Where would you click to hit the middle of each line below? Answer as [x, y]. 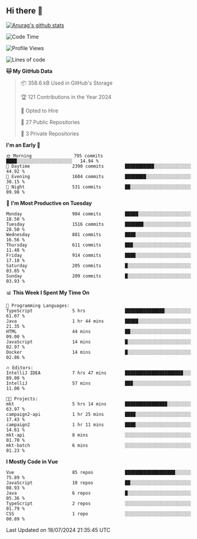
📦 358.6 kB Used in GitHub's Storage [67, 83]
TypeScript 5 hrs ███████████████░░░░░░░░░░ [99, 311]
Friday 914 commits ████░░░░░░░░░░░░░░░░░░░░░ [99, 255]
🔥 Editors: [20, 367]
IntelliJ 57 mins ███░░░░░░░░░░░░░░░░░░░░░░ [99, 383]
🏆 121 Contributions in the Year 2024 [66, 97]
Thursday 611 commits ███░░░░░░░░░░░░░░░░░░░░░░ [99, 245]
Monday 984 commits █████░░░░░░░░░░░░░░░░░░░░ [99, 214]
